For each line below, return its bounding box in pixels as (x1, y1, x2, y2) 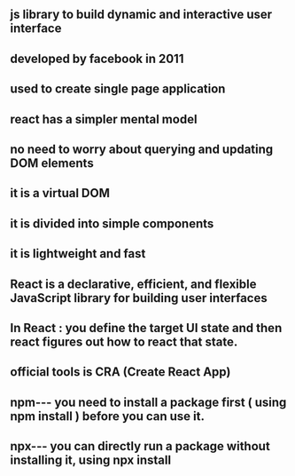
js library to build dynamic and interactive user (10, 7, 273, 22)
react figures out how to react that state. (10, 334, 238, 349)
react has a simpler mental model (10, 111, 198, 127)
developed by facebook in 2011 (10, 51, 184, 66)
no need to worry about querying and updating (10, 141, 274, 156)
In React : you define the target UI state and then (10, 320, 283, 336)
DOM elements (10, 155, 94, 171)
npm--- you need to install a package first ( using (10, 394, 287, 409)
